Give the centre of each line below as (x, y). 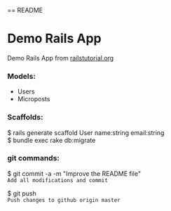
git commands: (33, 158)
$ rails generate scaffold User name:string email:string (86, 132)
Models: (22, 76)
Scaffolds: (25, 117)
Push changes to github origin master (64, 200)
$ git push (22, 193)
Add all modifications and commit (58, 180)
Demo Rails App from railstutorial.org (61, 58)
